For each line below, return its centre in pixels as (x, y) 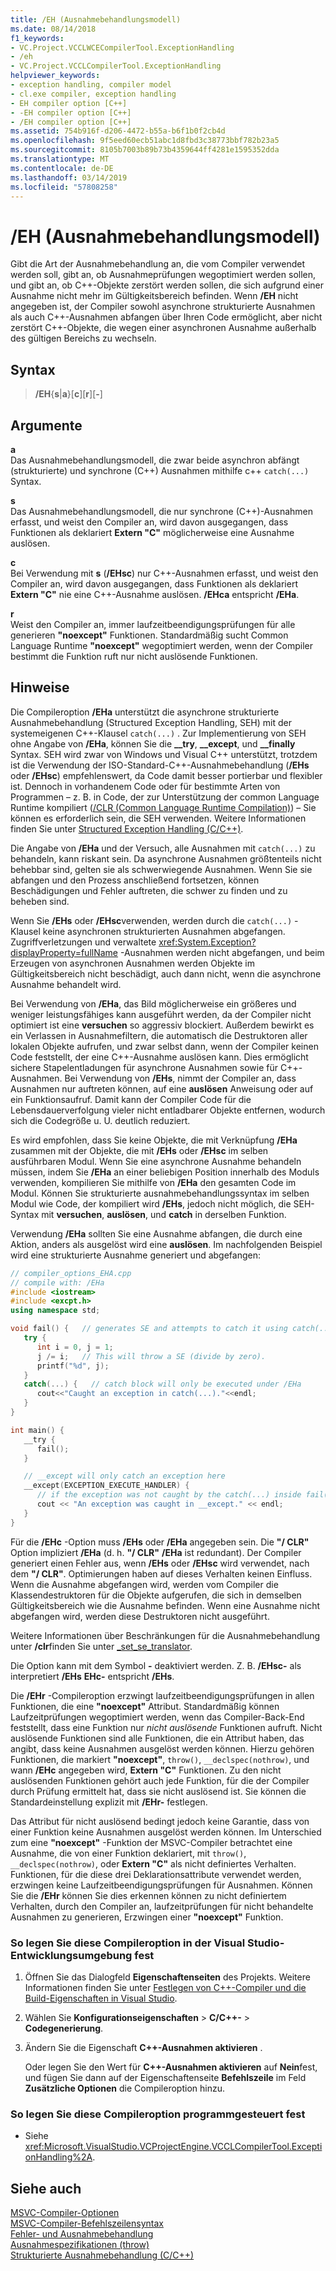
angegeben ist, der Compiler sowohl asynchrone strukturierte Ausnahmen (163, 307)
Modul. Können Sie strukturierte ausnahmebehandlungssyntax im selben (160, 1193)
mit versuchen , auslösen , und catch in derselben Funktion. (164, 1214)
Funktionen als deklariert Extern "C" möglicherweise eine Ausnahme (152, 532)
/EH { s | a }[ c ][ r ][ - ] (68, 394)
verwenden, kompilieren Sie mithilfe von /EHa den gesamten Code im (153, 1182)
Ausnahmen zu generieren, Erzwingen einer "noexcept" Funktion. (147, 1917)
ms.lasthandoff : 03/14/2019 (69, 177)
